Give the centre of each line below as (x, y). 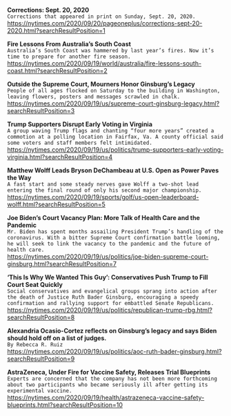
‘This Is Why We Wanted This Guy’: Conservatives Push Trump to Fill (108, 277)
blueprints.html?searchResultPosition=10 (65, 405)
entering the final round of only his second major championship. (104, 190)
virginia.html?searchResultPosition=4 (60, 157)
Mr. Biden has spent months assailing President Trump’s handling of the (115, 232)
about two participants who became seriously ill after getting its (108, 385)
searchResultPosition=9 (41, 359)
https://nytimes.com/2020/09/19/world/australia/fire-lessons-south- (104, 63)
